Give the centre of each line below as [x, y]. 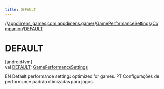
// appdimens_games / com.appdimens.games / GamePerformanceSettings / [79, 23]
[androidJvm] [19, 62]
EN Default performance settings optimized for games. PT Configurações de [82, 76]
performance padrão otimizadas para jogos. [49, 81]
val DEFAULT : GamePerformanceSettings [47, 67]
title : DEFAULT [21, 9]
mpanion [14, 28]
